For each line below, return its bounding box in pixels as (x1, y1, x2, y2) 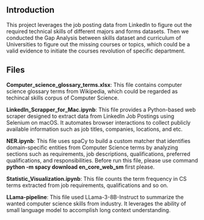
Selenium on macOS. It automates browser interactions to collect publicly (6, 119, 191, 126)
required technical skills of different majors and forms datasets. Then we (6, 28, 189, 35)
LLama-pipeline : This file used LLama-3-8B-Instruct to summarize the (6, 193, 184, 200)
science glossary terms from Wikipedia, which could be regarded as (6, 87, 178, 95)
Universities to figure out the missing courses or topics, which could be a (6, 40, 191, 48)
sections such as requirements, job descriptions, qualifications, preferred (6, 150, 191, 158)
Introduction (6, 5, 55, 15)
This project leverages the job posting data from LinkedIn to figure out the (6, 21, 192, 28)
